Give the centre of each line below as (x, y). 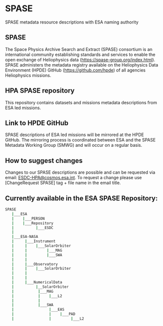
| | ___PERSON (28, 218)
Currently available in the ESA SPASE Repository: (81, 198)
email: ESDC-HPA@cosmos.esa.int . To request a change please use (73, 178)
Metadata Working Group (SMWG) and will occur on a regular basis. (74, 145)
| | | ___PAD (44, 314)
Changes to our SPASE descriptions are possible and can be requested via (80, 172)
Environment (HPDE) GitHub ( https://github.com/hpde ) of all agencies (75, 70)
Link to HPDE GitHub (37, 123)
